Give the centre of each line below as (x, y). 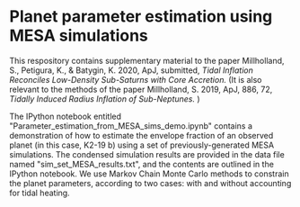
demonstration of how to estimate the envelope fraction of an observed (141, 135)
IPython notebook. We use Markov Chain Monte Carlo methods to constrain (149, 174)
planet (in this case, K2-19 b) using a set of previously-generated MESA (142, 145)
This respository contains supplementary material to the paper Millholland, (147, 60)
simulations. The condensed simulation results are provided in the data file (147, 154)
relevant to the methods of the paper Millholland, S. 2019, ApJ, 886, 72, (141, 89)
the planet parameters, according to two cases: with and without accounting (150, 183)
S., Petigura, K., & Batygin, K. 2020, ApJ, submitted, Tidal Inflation (131, 70)
